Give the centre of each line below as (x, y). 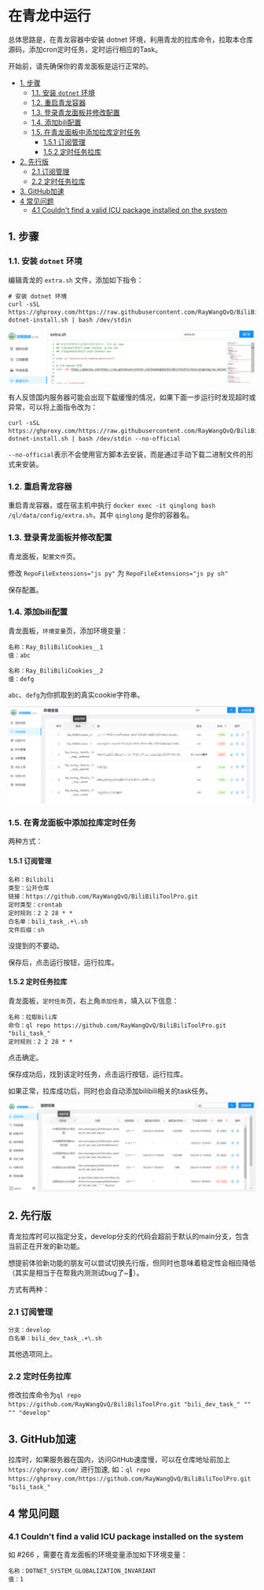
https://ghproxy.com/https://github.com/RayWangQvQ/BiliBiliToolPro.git (130, 1479)
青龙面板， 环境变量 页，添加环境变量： (68, 631)
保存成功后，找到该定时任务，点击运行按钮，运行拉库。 (97, 1074)
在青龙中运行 (50, 16)
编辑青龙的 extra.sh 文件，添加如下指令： (76, 280)
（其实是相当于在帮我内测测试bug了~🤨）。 (76, 1272)
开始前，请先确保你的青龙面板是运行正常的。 (81, 66)
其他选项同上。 (32, 1354)
